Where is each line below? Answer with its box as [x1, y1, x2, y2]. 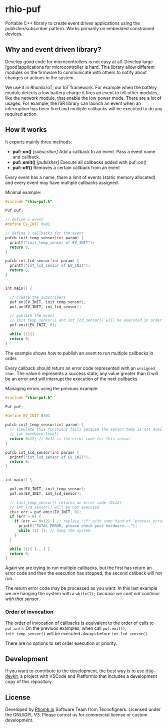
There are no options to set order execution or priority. [5, 640, 117, 646]
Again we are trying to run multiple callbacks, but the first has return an [5, 565, 152, 571]
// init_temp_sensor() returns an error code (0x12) [9, 500, 122, 505]
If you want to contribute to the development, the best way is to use [5, 668, 144, 674]
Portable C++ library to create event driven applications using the [5, 20, 140, 26]
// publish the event [9, 313, 55, 318]
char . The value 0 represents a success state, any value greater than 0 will [5, 370, 158, 377]
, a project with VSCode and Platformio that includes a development [17, 673, 157, 679]
